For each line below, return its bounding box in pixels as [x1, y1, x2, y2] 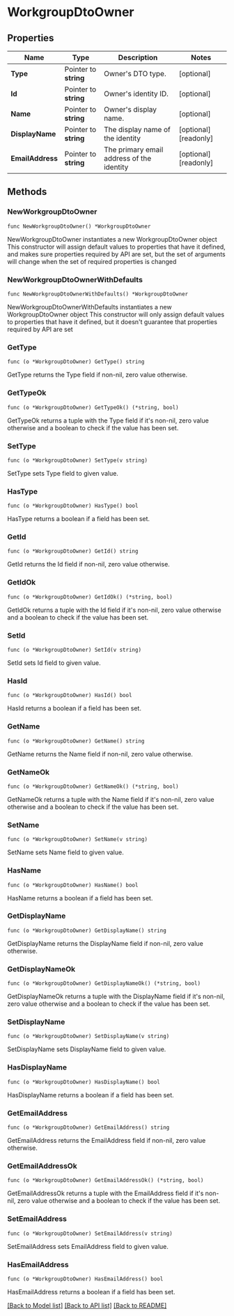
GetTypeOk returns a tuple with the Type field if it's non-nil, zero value [7, 416, 209, 425]
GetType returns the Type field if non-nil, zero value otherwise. [7, 371, 188, 379]
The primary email [103, 145, 164, 154]
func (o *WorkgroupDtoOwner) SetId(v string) [7, 647, 141, 654]
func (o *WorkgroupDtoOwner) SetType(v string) [7, 457, 148, 464]
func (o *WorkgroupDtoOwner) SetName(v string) [7, 836, 148, 843]
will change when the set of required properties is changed [7, 257, 177, 265]
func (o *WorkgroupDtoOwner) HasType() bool [7, 502, 139, 510]
